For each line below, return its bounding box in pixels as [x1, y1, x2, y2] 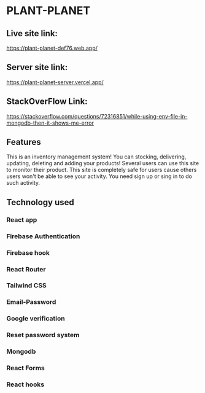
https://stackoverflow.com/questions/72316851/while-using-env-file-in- [6, 112, 188, 120]
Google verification [6, 314, 66, 323]
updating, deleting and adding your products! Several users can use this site [6, 160, 199, 167]
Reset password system [6, 331, 80, 340]
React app [6, 216, 37, 224]
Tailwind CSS [6, 281, 47, 290]
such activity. [6, 179, 41, 187]
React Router [6, 265, 46, 273]
